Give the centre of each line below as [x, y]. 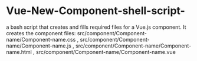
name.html [19, 52]
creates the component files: [41, 33]
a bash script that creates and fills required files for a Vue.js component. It [96, 27]
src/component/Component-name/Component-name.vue [106, 52]
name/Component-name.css [41, 39]
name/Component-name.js [39, 46]
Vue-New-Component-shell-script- [96, 11]
